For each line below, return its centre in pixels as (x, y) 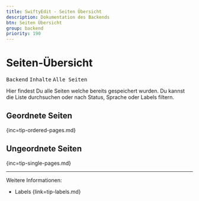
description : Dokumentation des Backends (58, 17)
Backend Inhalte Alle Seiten (47, 80)
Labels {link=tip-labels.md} (48, 192)
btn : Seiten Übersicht (34, 23)
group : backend (25, 28)
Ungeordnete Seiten (44, 149)
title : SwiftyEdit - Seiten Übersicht (54, 12)
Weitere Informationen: (34, 180)
